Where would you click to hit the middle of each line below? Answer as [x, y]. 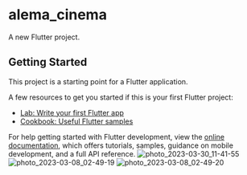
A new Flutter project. [44, 37]
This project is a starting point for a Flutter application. [98, 81]
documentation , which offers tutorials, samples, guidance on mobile [121, 145]
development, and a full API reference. [72, 153]
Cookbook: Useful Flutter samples [76, 121]
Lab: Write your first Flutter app [72, 112]
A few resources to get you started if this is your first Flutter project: [121, 97]
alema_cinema [58, 15]
